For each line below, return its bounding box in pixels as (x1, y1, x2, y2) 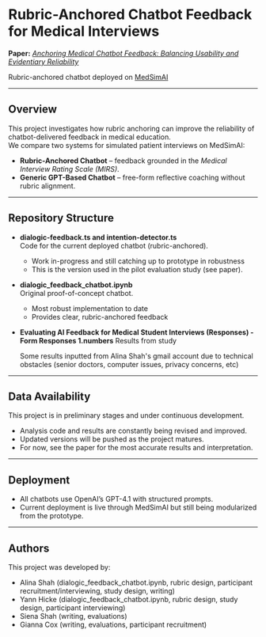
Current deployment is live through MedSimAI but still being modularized (19, 502, 257, 512)
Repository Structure (8, 211, 115, 225)
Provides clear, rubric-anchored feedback (31, 312, 169, 321)
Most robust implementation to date (31, 303, 149, 313)
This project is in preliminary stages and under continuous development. (8, 411, 245, 420)
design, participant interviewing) (19, 603, 126, 612)
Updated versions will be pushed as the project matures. (19, 434, 204, 444)
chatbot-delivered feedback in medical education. (8, 132, 172, 142)
